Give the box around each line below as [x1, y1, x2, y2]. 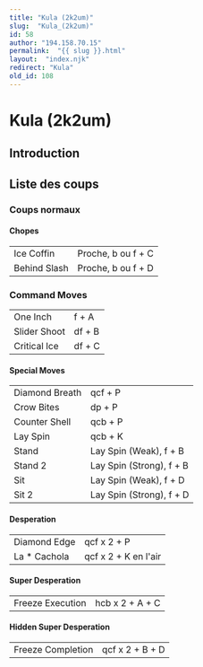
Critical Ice [13, 340, 60, 353]
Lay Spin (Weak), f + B [89, 445, 185, 458]
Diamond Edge [13, 535, 76, 548]
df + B [73, 325, 100, 338]
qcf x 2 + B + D [101, 643, 165, 655]
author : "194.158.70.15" [9, 38, 102, 48]
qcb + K [89, 430, 123, 443]
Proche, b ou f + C [77, 247, 154, 259]
